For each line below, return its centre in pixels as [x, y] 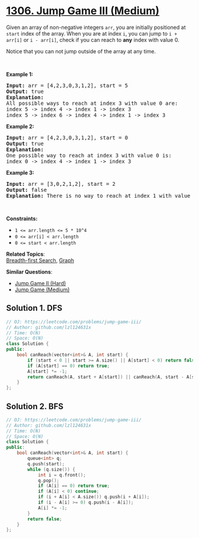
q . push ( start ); [46, 464]
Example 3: [20, 172]
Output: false [27, 190]
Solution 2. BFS [35, 406]
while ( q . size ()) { [52, 469]
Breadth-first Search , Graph [40, 260]
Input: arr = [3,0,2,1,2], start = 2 [61, 184]
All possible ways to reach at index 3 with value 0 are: [92, 103]
